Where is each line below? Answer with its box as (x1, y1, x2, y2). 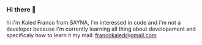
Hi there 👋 (6, 5, 37, 14)
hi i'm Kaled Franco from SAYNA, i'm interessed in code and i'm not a (6, 19, 181, 26)
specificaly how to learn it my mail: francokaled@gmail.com (6, 32, 157, 39)
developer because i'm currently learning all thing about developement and (6, 25, 196, 32)
